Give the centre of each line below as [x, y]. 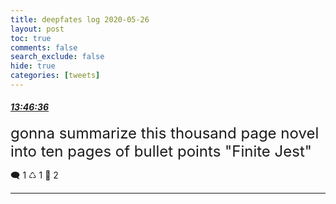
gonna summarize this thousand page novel [165, 133]
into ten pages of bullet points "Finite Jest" [161, 151]
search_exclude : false [57, 57]
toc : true [31, 38]
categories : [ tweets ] [55, 76]
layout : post [37, 29]
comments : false [44, 47]
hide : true [33, 66]
